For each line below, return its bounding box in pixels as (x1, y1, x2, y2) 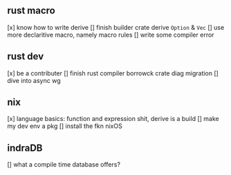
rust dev (7, 50, 44, 62)
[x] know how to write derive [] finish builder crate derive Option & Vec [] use (7, 23, 225, 31)
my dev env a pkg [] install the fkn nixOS (7, 122, 122, 130)
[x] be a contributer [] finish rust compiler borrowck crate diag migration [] (7, 68, 219, 77)
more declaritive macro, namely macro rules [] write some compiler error (7, 30, 214, 39)
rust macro (7, 5, 55, 17)
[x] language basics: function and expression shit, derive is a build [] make (7, 115, 219, 123)
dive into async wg (7, 76, 61, 84)
